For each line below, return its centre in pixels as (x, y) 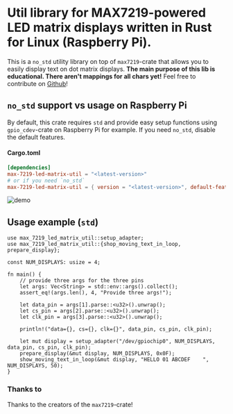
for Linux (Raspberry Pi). (79, 42)
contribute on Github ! (37, 83)
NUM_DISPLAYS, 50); (35, 366)
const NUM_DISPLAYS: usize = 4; (54, 263)
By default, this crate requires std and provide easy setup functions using (112, 122)
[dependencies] (29, 167)
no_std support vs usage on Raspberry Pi (97, 106)
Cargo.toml (24, 153)
